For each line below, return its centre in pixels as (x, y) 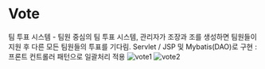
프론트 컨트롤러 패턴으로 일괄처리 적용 (67, 56)
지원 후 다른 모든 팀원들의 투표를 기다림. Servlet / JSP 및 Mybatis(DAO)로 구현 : (132, 46)
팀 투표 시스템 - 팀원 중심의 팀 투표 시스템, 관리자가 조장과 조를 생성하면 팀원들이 (132, 36)
